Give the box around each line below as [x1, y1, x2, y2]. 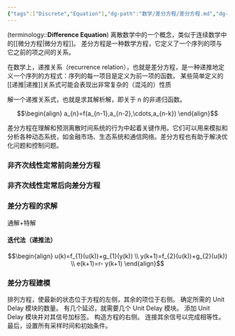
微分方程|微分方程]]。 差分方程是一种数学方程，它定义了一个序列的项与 [17, 39, 222, 48]
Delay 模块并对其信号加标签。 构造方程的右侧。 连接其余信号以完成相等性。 [7, 313, 225, 321]
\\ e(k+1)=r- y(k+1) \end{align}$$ [71, 259, 164, 267]
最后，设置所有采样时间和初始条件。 [7, 321, 112, 330]
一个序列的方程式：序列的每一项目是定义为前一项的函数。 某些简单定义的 [13, 71, 224, 80]
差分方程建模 [7, 278, 51, 288]
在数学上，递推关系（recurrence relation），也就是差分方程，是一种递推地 [7, 62, 219, 71]
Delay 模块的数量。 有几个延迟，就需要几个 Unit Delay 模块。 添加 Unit [7, 304, 211, 312]
